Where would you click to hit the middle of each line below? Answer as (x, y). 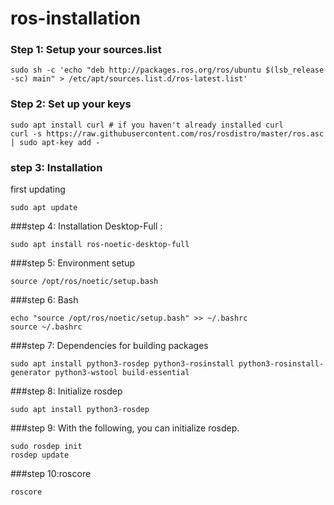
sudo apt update (44, 208)
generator (31, 373)
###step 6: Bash (44, 300)
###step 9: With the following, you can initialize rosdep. (125, 428)
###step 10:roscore (51, 474)
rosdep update (40, 455)
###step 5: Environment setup (73, 263)
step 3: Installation (56, 167)
